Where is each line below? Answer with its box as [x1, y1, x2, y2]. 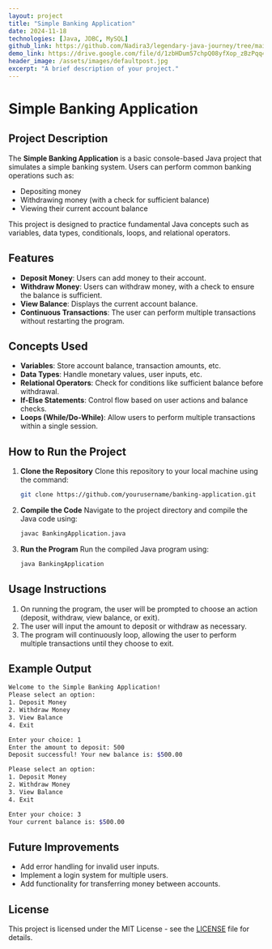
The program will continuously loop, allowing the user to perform [19, 629, 237, 639]
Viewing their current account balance [19, 204, 148, 213]
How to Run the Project [8, 444, 127, 458]
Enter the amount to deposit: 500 [8, 743, 125, 751]
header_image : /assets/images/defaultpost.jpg [8, 58, 168, 66]
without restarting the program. [19, 316, 125, 325]
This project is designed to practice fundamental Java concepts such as [8, 219, 249, 229]
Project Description [8, 131, 108, 146]
